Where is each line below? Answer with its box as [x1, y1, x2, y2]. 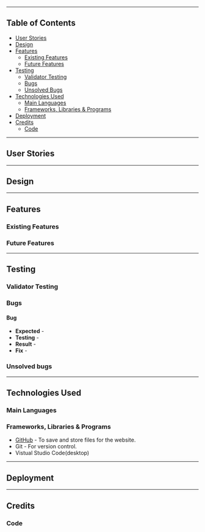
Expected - [15, 327, 45, 335]
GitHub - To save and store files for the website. [15, 436, 136, 443]
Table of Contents [6, 18, 76, 28]
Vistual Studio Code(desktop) [15, 450, 90, 457]
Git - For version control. [15, 443, 77, 450]
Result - [15, 340, 37, 348]
